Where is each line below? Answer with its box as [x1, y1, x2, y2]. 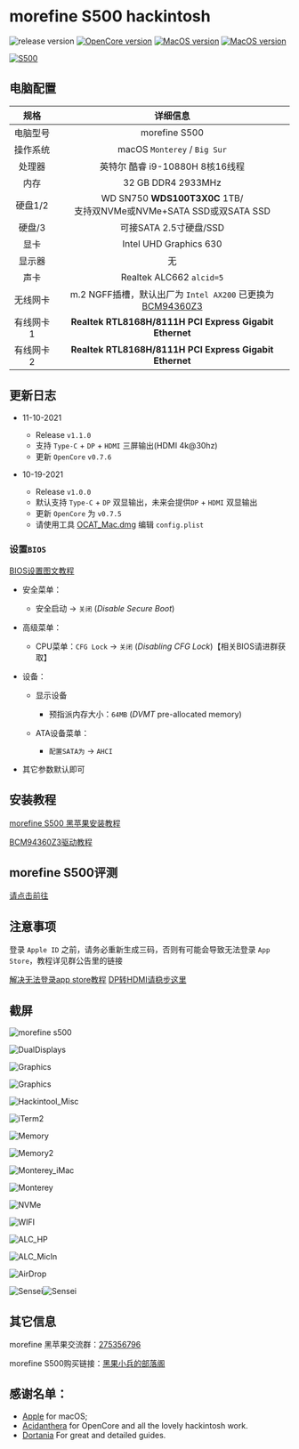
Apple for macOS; [21, 1411, 88, 1421]
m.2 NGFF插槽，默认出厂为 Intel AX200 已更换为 [69, 287, 275, 300]
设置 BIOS [9, 543, 47, 555]
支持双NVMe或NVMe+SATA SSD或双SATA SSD [74, 205, 271, 217]
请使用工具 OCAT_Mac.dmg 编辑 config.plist [35, 519, 205, 530]
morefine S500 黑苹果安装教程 [9, 817, 121, 829]
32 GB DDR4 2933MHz [123, 176, 222, 189]
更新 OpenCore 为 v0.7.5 [35, 507, 122, 518]
